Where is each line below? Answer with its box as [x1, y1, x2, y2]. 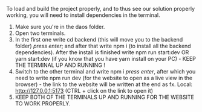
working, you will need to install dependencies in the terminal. [6, 11, 160, 19]
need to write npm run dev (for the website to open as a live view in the [15, 75, 193, 81]
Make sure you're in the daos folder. [15, 23, 105, 30]
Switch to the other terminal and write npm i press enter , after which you [15, 68, 196, 75]
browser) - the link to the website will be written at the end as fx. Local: [15, 81, 192, 88]
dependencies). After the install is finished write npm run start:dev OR [15, 49, 189, 56]
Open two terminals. [15, 30, 66, 37]
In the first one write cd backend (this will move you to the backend [15, 36, 183, 43]
